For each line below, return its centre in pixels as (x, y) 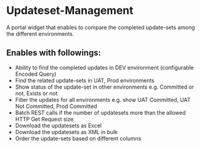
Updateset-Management (70, 11)
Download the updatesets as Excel (58, 126)
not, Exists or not (36, 93)
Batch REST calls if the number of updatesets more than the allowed (101, 112)
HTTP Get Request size (44, 119)
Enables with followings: (54, 53)
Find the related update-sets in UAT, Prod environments (85, 80)
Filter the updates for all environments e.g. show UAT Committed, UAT (103, 99)
